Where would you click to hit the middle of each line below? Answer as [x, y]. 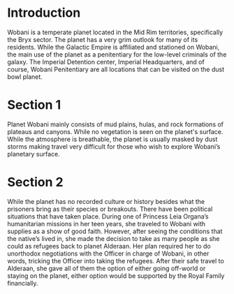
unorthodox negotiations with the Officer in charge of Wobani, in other [108, 253]
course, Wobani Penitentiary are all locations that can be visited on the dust [116, 69]
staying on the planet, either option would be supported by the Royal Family [116, 275]
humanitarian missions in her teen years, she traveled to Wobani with [107, 223]
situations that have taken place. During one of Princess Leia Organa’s [108, 216]
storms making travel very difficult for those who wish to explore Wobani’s [114, 146]
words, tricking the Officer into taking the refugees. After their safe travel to [116, 260]
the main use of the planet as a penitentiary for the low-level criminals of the [117, 54]
